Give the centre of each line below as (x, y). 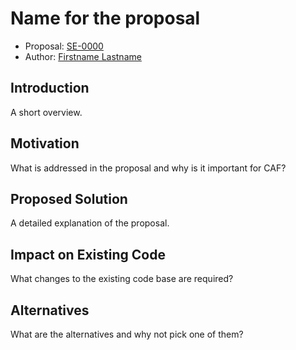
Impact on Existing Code (88, 254)
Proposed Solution (69, 198)
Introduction (50, 88)
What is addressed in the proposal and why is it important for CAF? (148, 168)
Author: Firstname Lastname (83, 56)
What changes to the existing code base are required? (122, 279)
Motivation (45, 143)
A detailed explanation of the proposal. (90, 223)
